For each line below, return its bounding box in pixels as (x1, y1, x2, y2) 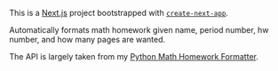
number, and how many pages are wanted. (9, 35, 166, 44)
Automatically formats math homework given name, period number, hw (9, 25, 269, 35)
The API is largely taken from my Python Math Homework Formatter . (9, 51, 259, 61)
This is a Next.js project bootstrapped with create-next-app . (9, 8, 229, 18)
